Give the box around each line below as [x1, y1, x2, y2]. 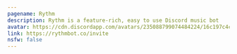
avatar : [7, 23, 30, 30]
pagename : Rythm [7, 10, 55, 18]
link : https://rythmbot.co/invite [7, 29, 109, 37]
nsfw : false [7, 36, 42, 43]
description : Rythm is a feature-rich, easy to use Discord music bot [7, 17, 219, 24]
